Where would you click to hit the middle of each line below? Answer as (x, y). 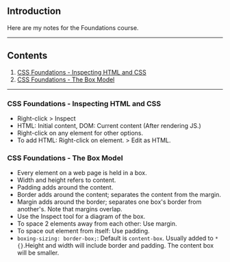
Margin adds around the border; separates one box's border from (109, 202)
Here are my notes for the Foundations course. (73, 27)
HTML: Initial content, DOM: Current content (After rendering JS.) (109, 125)
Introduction (34, 11)
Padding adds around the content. (65, 187)
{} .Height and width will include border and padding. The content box (115, 246)
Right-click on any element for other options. (80, 133)
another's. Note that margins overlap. (69, 209)
